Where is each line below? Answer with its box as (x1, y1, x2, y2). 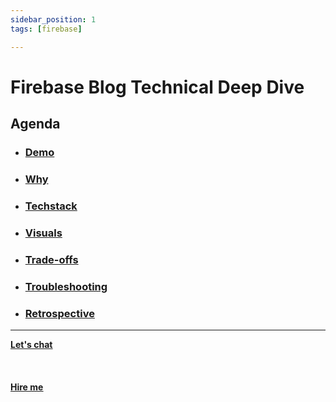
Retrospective (24, 306, 95, 320)
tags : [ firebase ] (10, 24, 83, 34)
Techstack (24, 199, 78, 213)
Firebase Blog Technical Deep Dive (10, 76, 305, 98)
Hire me (10, 381, 44, 393)
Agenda (10, 116, 61, 133)
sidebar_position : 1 (10, 14, 97, 25)
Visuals (24, 226, 63, 240)
